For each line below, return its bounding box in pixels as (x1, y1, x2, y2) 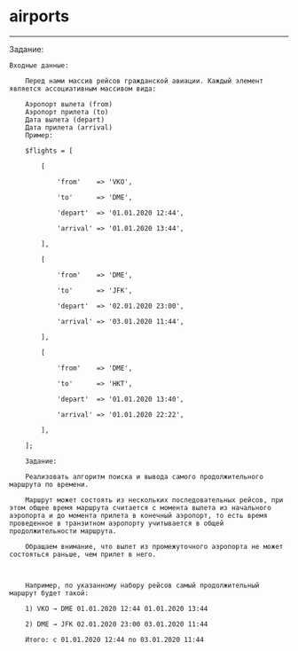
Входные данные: (9, 60, 69, 70)
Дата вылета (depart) (25, 115, 105, 124)
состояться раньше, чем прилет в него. (9, 550, 157, 559)
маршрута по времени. (9, 480, 90, 489)
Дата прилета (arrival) (25, 122, 114, 132)
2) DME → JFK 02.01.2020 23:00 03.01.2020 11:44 (25, 619, 208, 629)
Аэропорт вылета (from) (25, 99, 114, 108)
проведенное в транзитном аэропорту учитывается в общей (9, 519, 224, 528)
